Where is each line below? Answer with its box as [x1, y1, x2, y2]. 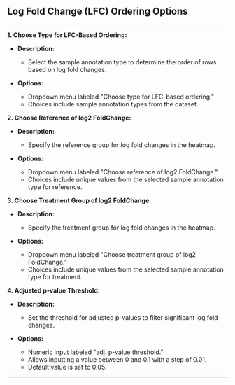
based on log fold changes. [27, 65, 107, 73]
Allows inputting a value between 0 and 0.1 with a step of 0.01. [27, 355, 207, 363]
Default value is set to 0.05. [27, 363, 107, 371]
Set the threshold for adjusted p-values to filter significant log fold [27, 313, 218, 321]
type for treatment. [27, 272, 83, 281]
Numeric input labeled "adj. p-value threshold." [27, 348, 164, 356]
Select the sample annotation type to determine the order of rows [27, 57, 217, 66]
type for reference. [27, 182, 83, 191]
